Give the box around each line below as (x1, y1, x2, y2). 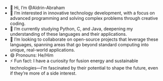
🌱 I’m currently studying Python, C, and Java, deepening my (9, 26, 133, 32)
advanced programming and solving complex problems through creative (9, 15, 158, 21)
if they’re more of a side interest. (9, 70, 77, 76)
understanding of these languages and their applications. (9, 31, 127, 37)
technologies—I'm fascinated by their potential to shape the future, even (9, 65, 158, 71)
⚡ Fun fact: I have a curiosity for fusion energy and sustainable (9, 58, 138, 64)
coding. (9, 20, 26, 26)
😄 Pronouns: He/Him (9, 52, 54, 58)
